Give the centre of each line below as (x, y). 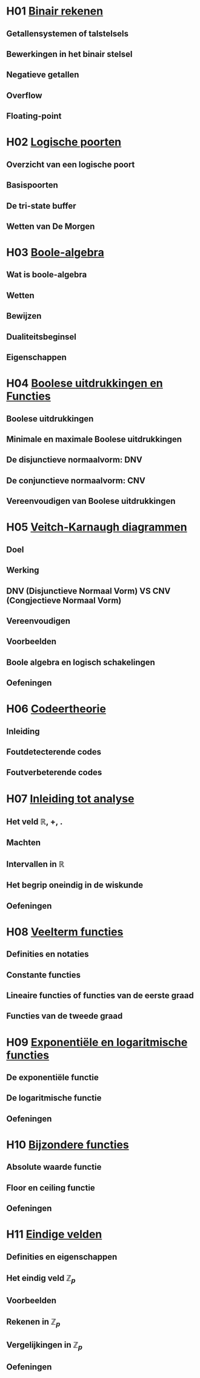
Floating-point (34, 116)
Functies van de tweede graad (65, 1016)
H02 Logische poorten (64, 142)
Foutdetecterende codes (54, 752)
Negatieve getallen (43, 75)
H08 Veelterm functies (65, 932)
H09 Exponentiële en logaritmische (97, 1042)
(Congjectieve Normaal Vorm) (64, 600)
